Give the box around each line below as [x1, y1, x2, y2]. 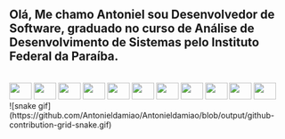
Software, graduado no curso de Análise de [9, 21, 256, 37]
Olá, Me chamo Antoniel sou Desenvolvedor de [9, 7, 275, 22]
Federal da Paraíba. [9, 49, 118, 64]
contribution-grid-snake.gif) [9, 119, 112, 130]
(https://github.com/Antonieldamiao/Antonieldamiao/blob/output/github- [9, 110, 274, 120]
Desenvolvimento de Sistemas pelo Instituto [9, 35, 260, 50]
